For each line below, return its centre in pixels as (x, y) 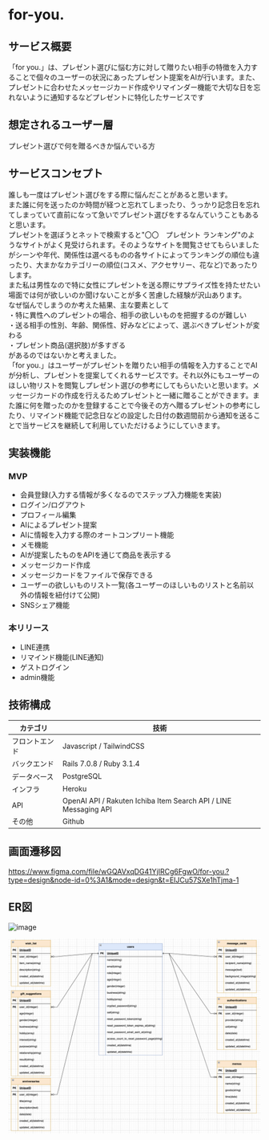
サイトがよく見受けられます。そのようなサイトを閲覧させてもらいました (141, 244)
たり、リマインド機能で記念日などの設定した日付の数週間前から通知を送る (131, 415)
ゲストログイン (44, 667)
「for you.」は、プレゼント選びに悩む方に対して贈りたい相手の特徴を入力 (130, 67)
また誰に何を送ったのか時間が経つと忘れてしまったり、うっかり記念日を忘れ (134, 204)
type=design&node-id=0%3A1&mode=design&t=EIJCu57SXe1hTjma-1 (124, 880)
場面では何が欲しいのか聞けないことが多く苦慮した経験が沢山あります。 (127, 295)
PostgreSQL (82, 776)
